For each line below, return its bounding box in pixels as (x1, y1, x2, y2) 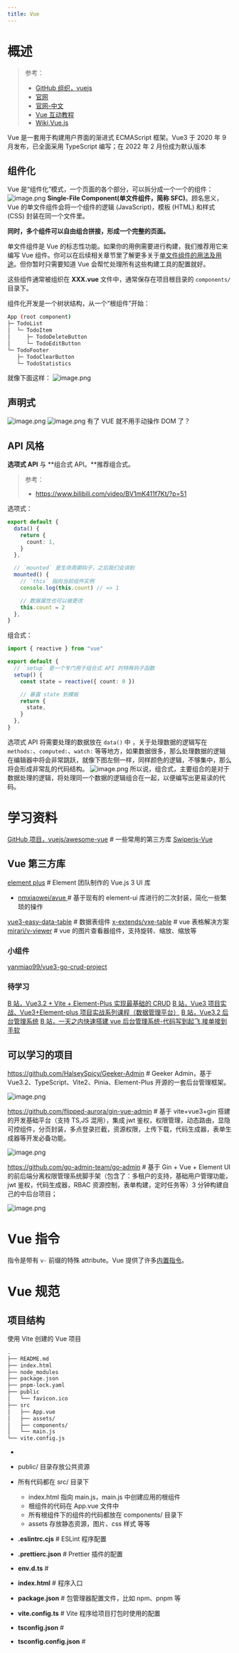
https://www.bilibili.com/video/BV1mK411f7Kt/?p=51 (35, 489, 187, 498)
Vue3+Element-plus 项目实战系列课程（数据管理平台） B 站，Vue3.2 (19, 1008, 221, 1017)
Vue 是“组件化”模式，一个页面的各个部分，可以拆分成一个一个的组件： (7, 185, 213, 193)
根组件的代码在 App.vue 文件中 (28, 1502, 119, 1510)
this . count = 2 (20, 604, 65, 611)
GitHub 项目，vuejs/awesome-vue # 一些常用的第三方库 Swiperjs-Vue (7, 835, 213, 843)
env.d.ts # (17, 1564, 49, 1573)
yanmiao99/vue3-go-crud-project (7, 962, 107, 971)
